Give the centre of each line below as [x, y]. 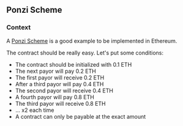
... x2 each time [35, 110]
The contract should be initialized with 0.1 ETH [73, 64]
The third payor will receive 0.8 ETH [60, 103]
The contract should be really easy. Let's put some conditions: [85, 53]
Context [19, 28]
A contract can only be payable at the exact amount [80, 116]
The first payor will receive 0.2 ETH [60, 77]
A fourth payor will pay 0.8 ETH [55, 97]
